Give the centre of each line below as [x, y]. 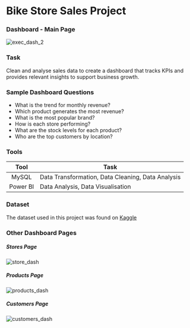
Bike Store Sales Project [66, 11]
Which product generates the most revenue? [69, 111]
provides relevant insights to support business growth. [73, 77]
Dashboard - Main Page [41, 30]
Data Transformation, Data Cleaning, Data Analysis [110, 177]
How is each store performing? [53, 124]
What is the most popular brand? [55, 118]
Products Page [25, 275]
